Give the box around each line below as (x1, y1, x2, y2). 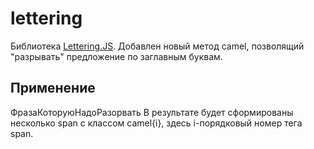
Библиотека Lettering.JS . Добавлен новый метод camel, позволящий (10, 40, 305, 52)
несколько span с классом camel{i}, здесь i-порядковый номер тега (10, 117, 303, 129)
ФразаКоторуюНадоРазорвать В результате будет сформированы (10, 106, 294, 118)
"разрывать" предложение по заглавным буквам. (10, 50, 223, 62)
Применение (10, 80, 96, 97)
